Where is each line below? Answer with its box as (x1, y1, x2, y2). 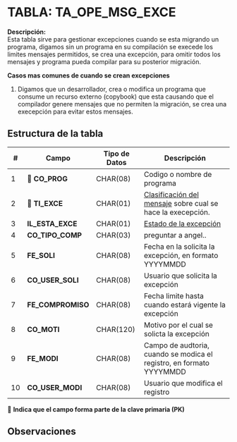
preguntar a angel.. (143, 230, 207, 240)
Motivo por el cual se (143, 320, 214, 330)
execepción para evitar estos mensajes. (17, 107, 134, 116)
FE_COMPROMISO (27, 300, 90, 309)
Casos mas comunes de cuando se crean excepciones (7, 71, 171, 80)
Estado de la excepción (143, 219, 221, 228)
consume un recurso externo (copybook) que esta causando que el (17, 92, 214, 101)
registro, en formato (143, 357, 210, 367)
